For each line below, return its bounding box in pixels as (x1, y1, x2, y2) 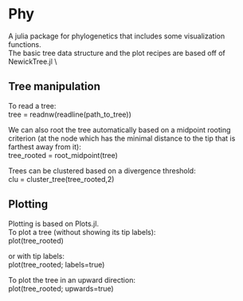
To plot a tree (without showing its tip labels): (8, 227, 156, 236)
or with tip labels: (8, 251, 65, 260)
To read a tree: (8, 101, 57, 110)
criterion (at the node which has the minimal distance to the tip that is (8, 133, 236, 143)
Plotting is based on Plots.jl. (8, 219, 100, 228)
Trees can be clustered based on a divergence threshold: (8, 165, 197, 176)
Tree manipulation (8, 80, 101, 93)
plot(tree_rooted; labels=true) (8, 259, 105, 269)
